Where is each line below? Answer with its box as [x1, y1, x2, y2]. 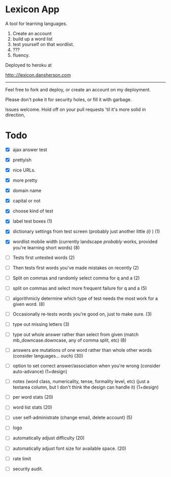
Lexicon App [5, 4, 60, 15]
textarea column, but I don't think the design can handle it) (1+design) [12, 384, 159, 390]
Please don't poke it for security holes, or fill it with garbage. [5, 96, 132, 103]
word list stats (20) [12, 404, 52, 411]
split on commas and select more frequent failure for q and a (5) [12, 285, 147, 291]
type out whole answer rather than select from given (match [12, 331, 139, 338]
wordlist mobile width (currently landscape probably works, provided [12, 238, 158, 245]
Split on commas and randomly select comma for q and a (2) [12, 275, 140, 281]
